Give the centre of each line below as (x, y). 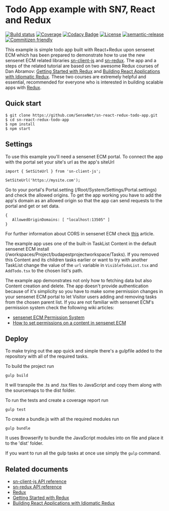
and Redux (28, 20)
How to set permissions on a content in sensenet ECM (69, 322)
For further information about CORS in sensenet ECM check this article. (80, 233)
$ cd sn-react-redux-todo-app (37, 120)
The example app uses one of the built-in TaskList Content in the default (81, 244)
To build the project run (30, 366)
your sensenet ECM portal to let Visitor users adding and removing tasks (81, 297)
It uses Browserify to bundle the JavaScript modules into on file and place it (84, 438)
